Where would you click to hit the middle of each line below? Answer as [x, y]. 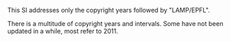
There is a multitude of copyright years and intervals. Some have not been [115, 23]
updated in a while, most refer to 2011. [63, 31]
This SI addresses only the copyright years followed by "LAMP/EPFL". [109, 10]
